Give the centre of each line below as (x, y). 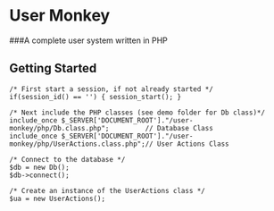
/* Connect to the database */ (67, 159)
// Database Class (179, 128)
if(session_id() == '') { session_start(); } (95, 97)
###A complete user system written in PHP (88, 40)
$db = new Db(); (39, 167)
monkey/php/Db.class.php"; (59, 128)
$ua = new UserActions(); (57, 198)
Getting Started (53, 68)
